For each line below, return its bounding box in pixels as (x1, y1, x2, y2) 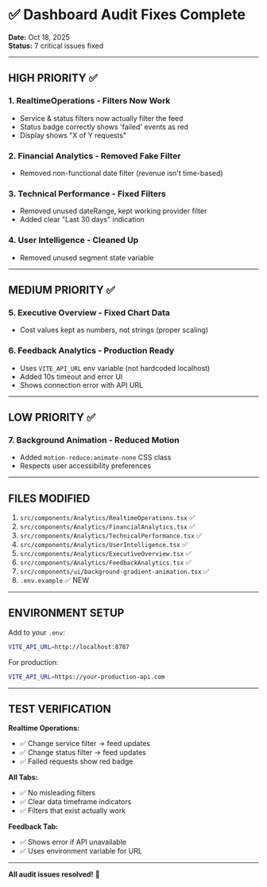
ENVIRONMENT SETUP (8, 607, 125, 620)
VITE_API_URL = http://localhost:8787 (8, 643, 130, 651)
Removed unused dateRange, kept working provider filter (19, 206, 207, 216)
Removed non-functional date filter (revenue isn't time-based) (19, 168, 224, 178)
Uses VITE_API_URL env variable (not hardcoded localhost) (19, 363, 211, 373)
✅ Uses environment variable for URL (19, 846, 143, 856)
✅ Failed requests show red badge (19, 756, 133, 766)
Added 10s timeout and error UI (19, 372, 123, 381)
